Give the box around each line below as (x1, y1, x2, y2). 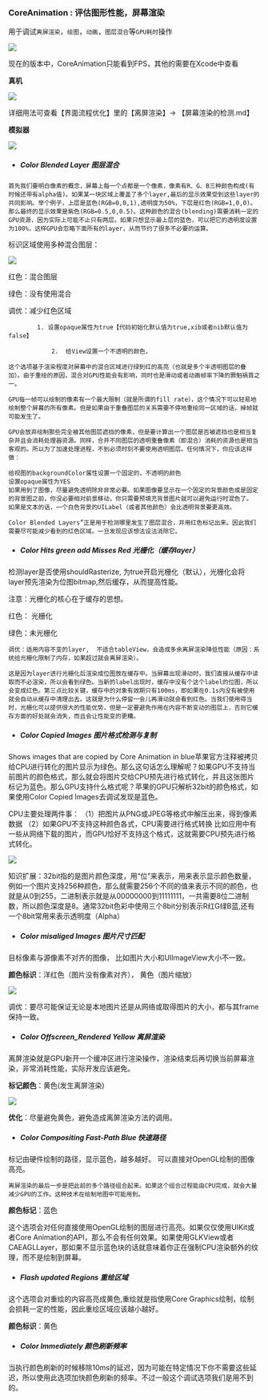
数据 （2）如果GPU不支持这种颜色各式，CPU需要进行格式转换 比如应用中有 (8, 819, 257, 829)
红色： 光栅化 (8, 611, 53, 621)
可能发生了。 (8, 413, 45, 421)
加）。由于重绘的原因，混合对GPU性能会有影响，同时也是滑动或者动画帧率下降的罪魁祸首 (8, 371, 254, 380)
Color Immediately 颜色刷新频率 (19, 1341, 127, 1350)
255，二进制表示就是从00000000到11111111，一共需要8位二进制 (40, 892, 250, 901)
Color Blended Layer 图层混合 (19, 160, 120, 169)
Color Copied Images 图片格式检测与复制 (19, 730, 157, 739)
